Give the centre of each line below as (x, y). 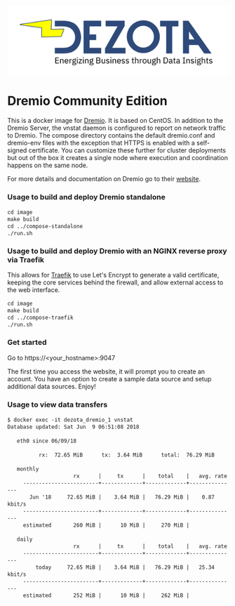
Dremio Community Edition (88, 101)
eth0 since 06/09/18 (47, 441)
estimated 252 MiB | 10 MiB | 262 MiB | (106, 595)
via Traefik (26, 260)
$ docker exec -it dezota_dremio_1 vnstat (70, 420)
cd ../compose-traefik (40, 318)
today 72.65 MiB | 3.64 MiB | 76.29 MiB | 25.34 (125, 567)
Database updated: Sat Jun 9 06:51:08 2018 (73, 427)
